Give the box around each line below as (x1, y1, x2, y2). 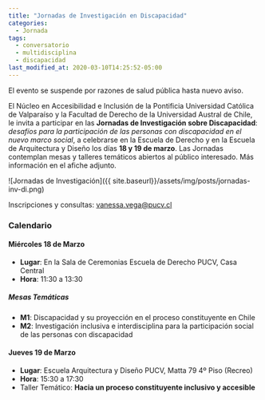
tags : (8, 34, 26, 42)
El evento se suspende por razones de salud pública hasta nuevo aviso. (8, 85, 243, 95)
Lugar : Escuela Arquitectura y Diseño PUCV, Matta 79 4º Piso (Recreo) (19, 366, 253, 375)
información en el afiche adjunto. (8, 160, 117, 170)
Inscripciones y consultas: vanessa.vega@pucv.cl (8, 200, 172, 209)
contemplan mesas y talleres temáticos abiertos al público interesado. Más (8, 152, 254, 161)
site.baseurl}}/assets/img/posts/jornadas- (113, 176, 251, 185)
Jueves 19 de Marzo (8, 348, 76, 358)
